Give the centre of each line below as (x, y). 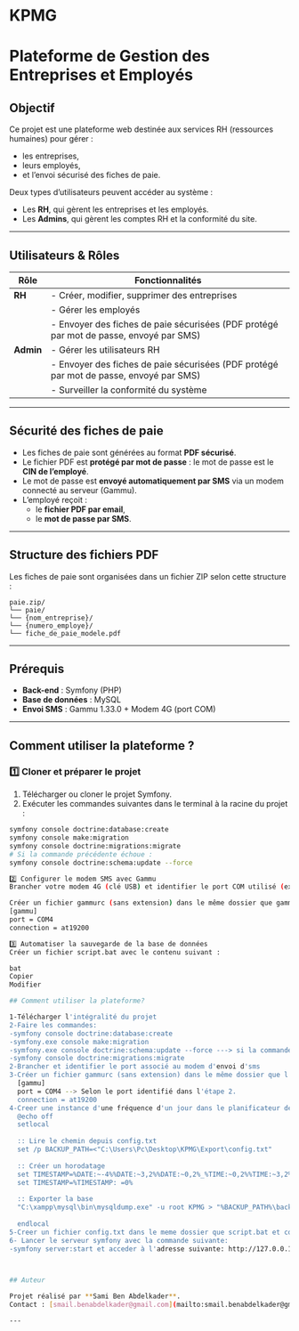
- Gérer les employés (95, 310)
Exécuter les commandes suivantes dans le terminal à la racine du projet (155, 804)
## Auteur (28, 1280)
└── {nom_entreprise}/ (51, 618)
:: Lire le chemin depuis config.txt (87, 1141)
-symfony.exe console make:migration (79, 1042)
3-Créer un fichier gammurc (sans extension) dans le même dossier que (145, 1075)
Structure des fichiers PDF (84, 555)
